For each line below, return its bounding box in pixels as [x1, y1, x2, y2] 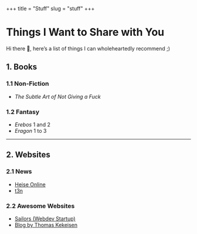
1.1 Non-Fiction [6, 79, 49, 88]
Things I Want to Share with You [6, 26, 165, 39]
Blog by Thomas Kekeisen [14, 221, 78, 228]
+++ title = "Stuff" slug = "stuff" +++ [6, 5, 95, 12]
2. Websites [6, 150, 51, 160]
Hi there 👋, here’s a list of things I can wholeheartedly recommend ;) [6, 45, 171, 52]
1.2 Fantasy [6, 108, 40, 116]
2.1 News [6, 168, 32, 176]
